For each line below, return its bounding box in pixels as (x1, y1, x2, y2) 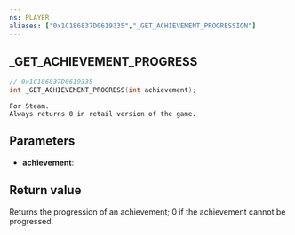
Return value (9, 183, 82, 198)
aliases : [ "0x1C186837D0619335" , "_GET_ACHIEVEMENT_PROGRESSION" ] (9, 21, 256, 30)
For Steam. (9, 102, 50, 111)
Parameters (9, 134, 76, 149)
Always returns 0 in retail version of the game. (9, 110, 197, 119)
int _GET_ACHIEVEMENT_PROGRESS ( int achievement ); (9, 86, 197, 95)
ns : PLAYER (9, 12, 50, 22)
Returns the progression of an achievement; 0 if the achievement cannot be (9, 206, 286, 217)
